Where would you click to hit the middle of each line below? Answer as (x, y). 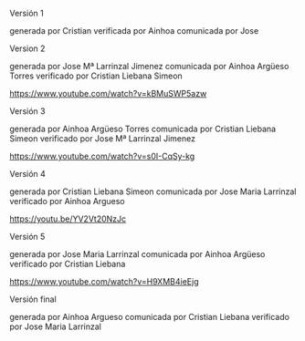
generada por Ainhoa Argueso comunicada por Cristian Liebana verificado (150, 317)
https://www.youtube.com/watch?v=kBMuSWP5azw (108, 93)
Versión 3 (27, 111)
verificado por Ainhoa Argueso (67, 201)
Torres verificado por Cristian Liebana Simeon (96, 76)
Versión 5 (27, 237)
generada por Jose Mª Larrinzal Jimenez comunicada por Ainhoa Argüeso (149, 66)
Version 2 (27, 48)
